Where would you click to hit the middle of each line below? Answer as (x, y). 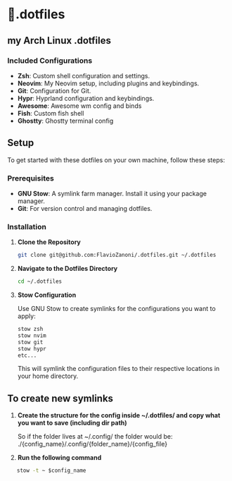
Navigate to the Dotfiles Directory (67, 269)
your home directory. (48, 376)
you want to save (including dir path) (72, 423)
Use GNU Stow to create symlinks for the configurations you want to (116, 309)
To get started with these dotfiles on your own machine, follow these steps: (116, 160)
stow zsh (30, 329)
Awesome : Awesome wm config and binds (79, 106)
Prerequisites (31, 178)
